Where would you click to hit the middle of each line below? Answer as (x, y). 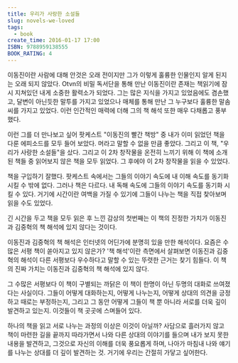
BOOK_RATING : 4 (30, 54)
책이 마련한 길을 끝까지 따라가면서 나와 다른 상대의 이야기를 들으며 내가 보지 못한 (118, 335)
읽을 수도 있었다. (30, 203)
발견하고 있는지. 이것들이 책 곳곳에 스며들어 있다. (75, 310)
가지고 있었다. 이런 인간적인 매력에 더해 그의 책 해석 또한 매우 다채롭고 (117, 110)
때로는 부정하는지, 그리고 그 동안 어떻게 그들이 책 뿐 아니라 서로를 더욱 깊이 (124, 301)
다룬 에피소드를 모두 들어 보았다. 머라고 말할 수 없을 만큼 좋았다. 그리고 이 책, (113, 143)
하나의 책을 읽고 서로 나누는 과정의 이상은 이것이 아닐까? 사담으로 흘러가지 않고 (116, 325)
